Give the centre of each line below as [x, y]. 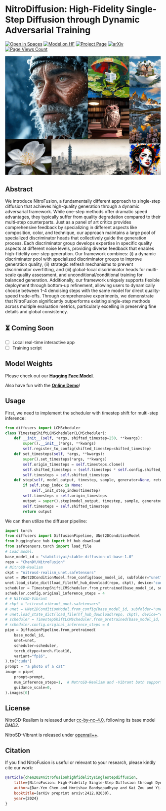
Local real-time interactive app [43, 342]
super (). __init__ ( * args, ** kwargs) [60, 444]
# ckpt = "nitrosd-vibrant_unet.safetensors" [53, 604]
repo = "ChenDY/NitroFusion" [35, 562]
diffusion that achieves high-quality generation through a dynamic [72, 206]
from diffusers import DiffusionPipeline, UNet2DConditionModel [73, 536]
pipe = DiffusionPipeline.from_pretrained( [51, 630]
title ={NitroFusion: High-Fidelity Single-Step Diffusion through [84, 783]
